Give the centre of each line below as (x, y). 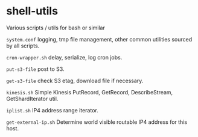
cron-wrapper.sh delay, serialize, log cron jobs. (64, 57)
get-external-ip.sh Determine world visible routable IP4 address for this (97, 122)
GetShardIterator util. (32, 99)
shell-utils (32, 11)
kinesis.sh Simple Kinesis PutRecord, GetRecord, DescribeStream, (90, 92)
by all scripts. (23, 46)
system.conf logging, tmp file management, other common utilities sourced (99, 39)
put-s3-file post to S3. (35, 69)
